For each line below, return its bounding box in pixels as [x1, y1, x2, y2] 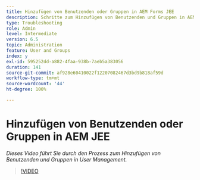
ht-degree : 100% [6, 86, 46, 92]
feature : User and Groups [6, 48, 70, 54]
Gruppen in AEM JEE [6, 130, 110, 144]
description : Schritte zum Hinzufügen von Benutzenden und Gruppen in [6, 14, 185, 20]
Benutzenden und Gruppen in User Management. [6, 156, 127, 163]
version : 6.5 [6, 36, 39, 42]
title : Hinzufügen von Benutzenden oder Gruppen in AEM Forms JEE [6, 8, 174, 15]
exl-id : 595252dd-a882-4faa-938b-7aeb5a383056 [6, 58, 124, 64]
